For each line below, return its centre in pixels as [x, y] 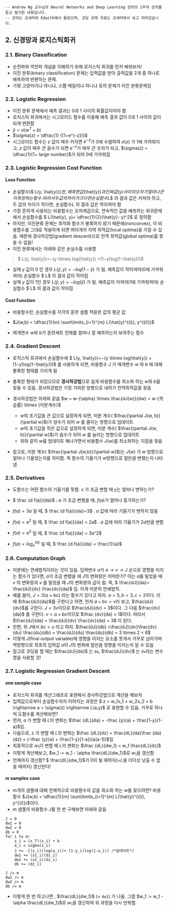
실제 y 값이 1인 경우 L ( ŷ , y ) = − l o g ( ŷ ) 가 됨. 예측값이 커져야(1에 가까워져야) [86, 282]
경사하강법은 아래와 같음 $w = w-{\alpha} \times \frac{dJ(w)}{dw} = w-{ [86, 398]
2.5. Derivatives [25, 478]
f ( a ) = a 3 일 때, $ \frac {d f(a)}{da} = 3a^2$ [57, 533]
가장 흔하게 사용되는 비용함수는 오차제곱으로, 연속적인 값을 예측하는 [78, 211]
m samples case [23, 778]
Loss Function [20, 180]
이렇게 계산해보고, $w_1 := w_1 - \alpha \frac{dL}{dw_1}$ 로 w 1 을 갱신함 [83, 753]
